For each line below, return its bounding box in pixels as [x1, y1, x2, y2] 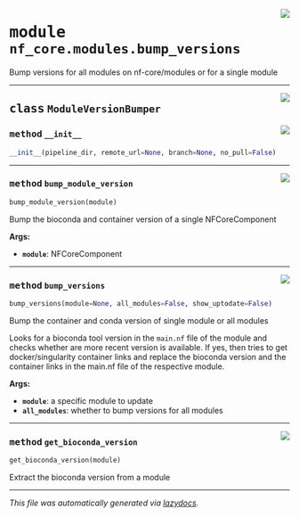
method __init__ [9, 128, 82, 140]
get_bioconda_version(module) [9, 455, 122, 465]
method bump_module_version [9, 178, 133, 190]
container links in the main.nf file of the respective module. [9, 361, 225, 372]
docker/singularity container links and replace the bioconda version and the [9, 351, 287, 362]
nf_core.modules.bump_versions [9, 41, 241, 58]
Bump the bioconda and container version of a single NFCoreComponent [9, 214, 278, 225]
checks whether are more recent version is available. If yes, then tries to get [9, 341, 287, 352]
